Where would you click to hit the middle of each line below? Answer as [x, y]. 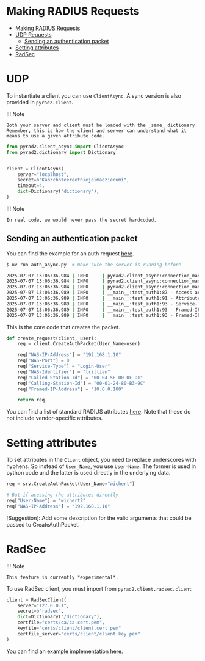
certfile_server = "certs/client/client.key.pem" [79, 634]
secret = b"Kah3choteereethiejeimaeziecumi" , [74, 180]
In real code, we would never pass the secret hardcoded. [81, 220]
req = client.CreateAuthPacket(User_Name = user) [79, 344]
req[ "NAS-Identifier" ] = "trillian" [64, 372]
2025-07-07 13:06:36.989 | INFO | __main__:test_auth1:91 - [90, 298]
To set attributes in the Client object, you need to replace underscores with [101, 460]
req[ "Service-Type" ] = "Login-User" [64, 367]
